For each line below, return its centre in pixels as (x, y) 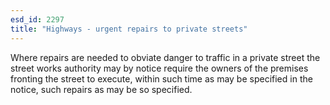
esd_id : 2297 (37, 19)
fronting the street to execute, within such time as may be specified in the (161, 78)
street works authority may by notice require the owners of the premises (159, 68)
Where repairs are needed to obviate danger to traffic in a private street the (165, 57)
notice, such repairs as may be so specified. (101, 89)
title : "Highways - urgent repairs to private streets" (129, 29)
